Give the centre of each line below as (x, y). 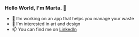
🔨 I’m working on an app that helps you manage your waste (73, 19)
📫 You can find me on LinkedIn (44, 30)
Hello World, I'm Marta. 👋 (36, 8)
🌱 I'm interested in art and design (46, 24)
